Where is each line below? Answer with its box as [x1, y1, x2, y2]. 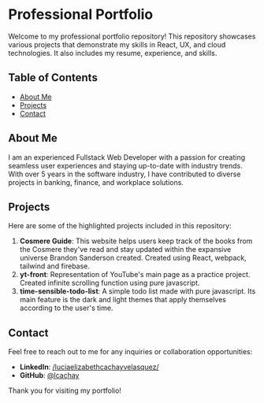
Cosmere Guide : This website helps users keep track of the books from [19, 236, 253, 246]
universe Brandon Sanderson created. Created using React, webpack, [19, 253, 247, 263]
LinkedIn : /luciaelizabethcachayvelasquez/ [19, 362, 159, 372]
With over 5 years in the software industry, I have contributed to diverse [8, 169, 241, 179]
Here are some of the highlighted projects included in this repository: [8, 221, 232, 231]
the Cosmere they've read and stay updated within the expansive [19, 245, 232, 254]
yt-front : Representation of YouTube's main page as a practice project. [19, 270, 251, 279]
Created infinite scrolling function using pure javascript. [19, 278, 200, 288]
